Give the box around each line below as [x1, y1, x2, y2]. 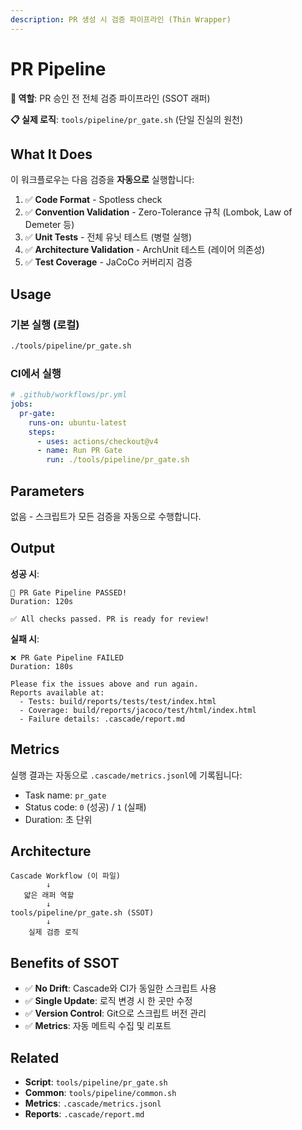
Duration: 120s [10, 596, 74, 606]
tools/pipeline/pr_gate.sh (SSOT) [10, 908, 155, 918]
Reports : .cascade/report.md [24, 1108, 145, 1120]
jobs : [10, 399, 33, 410]
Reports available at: [10, 687, 105, 698]
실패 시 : [10, 632, 40, 645]
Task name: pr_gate [24, 789, 107, 801]
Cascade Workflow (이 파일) [10, 871, 121, 881]
